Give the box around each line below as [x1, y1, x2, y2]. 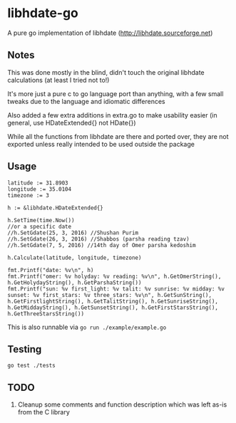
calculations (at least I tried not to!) [7, 75, 110, 84]
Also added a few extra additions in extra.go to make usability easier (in [7, 110, 217, 119]
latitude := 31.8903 [7, 179, 69, 187]
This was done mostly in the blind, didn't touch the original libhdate [7, 68, 205, 76]
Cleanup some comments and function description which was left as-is [17, 400, 227, 409]
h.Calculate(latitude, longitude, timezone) [7, 254, 142, 261]
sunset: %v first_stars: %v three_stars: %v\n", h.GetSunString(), [7, 291, 212, 298]
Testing [7, 343, 42, 355]
